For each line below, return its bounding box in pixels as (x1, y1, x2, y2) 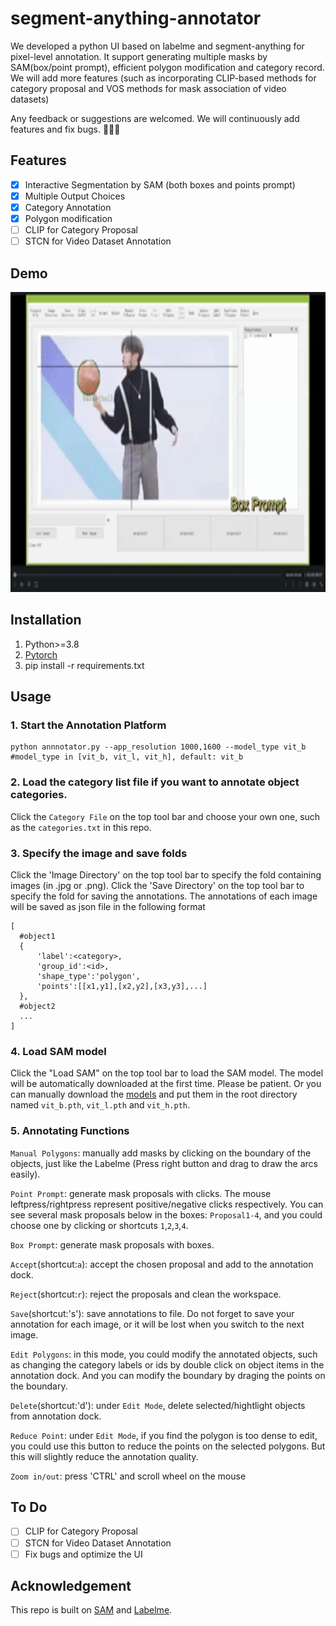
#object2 (19, 1002, 56, 1012)
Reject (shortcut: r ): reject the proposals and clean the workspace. (10, 1288, 282, 1300)
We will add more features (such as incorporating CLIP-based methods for (10, 72, 317, 84)
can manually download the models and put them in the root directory (10, 1088, 298, 1101)
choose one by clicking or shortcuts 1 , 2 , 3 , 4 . (10, 1219, 189, 1231)
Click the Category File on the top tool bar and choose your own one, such (10, 810, 321, 822)
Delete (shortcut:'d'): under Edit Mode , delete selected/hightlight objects (10, 1399, 306, 1411)
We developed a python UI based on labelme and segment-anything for (10, 40, 305, 52)
